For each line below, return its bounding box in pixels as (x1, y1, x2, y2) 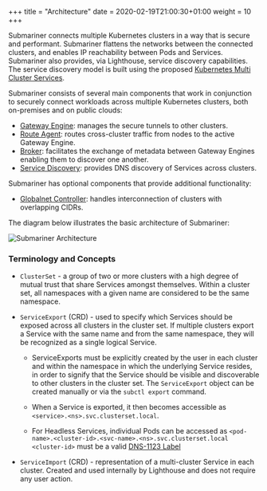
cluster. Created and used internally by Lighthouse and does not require (19, 465, 257, 475)
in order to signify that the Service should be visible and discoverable (31, 370, 260, 379)
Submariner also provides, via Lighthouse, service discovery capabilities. (8, 56, 249, 65)
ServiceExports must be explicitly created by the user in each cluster (31, 353, 258, 363)
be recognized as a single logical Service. (19, 338, 157, 348)
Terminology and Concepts (8, 253, 116, 264)
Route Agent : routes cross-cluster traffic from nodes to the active (19, 129, 235, 139)
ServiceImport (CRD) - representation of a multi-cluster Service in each (19, 458, 255, 467)
